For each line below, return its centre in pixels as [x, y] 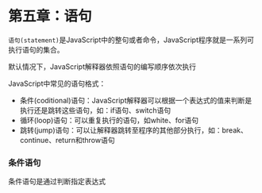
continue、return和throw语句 [67, 140]
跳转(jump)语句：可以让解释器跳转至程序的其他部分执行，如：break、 [133, 130]
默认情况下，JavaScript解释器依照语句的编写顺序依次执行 [102, 66]
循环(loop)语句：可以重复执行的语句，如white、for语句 [109, 120]
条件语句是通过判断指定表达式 [57, 181]
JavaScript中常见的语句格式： [57, 83]
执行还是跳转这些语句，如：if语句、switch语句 [95, 110]
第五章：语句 [50, 16]
